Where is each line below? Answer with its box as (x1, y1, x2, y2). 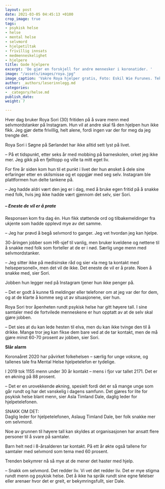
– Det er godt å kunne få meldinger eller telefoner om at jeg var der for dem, (5, 289, 159, 295)
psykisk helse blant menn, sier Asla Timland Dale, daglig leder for (5, 394, 137, 400)
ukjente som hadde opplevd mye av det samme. (5, 220, 102, 227)
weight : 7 (5, 99, 26, 104)
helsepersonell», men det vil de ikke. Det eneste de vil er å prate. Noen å (5, 265, 152, 271)
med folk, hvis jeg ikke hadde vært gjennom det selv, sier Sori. (5, 192, 131, 198)
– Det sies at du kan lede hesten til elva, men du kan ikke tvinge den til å (5, 324, 151, 330)
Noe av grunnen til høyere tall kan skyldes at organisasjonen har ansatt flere (5, 428, 159, 434)
